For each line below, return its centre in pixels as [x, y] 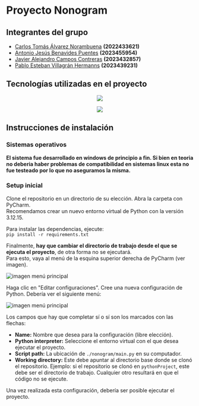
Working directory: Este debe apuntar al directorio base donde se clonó [103, 360]
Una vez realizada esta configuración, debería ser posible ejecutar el [90, 390]
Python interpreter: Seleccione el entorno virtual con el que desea [97, 341]
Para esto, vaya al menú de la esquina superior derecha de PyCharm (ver [96, 258]
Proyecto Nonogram [57, 10]
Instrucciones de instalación [60, 128]
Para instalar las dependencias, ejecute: [55, 229]
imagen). [17, 264]
